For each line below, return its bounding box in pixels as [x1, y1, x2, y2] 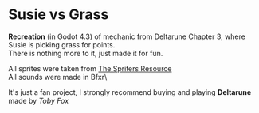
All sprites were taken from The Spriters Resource [8, 63, 172, 73]
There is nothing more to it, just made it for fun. [8, 48, 163, 58]
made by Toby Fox [8, 96, 69, 105]
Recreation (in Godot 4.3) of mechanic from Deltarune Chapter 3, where [8, 32, 245, 41]
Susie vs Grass [8, 6, 109, 24]
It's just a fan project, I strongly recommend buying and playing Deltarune [8, 87, 252, 96]
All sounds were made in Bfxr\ [8, 72, 108, 81]
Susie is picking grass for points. [8, 40, 116, 49]
